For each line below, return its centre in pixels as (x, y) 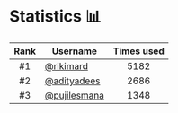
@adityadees (72, 81)
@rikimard (66, 65)
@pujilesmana (75, 95)
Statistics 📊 (55, 17)
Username (74, 51)
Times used (138, 51)
